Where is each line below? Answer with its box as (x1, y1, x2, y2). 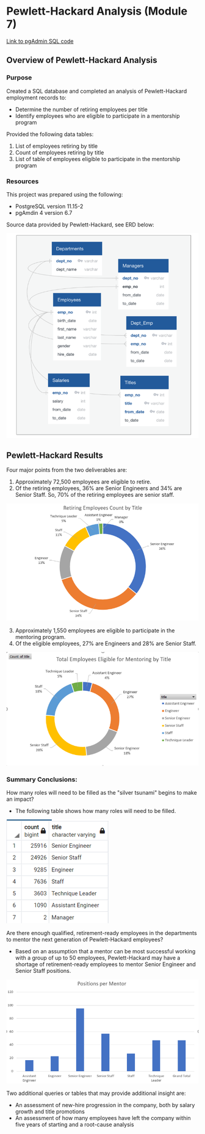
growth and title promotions (15, 1108, 85, 1115)
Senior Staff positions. (15, 967, 71, 975)
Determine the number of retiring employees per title (15, 106, 148, 113)
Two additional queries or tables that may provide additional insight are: (6, 1089, 186, 1097)
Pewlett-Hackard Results (6, 450, 104, 460)
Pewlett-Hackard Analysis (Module (6, 4, 188, 18)
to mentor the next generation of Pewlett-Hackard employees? (6, 936, 164, 944)
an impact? (6, 795, 35, 803)
